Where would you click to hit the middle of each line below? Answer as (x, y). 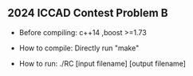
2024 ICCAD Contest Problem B (88, 13)
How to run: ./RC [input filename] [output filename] (102, 63)
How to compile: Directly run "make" (79, 48)
